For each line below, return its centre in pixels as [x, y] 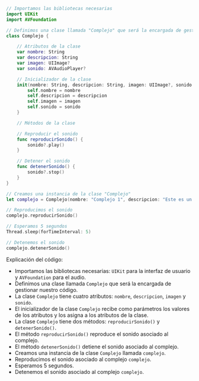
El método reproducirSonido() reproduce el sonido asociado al [92, 334]
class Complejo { [28, 36]
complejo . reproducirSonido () [42, 216]
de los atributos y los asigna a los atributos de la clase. [81, 315]
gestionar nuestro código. [46, 290]
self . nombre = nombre [54, 90]
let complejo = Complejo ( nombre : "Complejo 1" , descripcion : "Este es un [99, 199]
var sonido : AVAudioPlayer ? [51, 68]
